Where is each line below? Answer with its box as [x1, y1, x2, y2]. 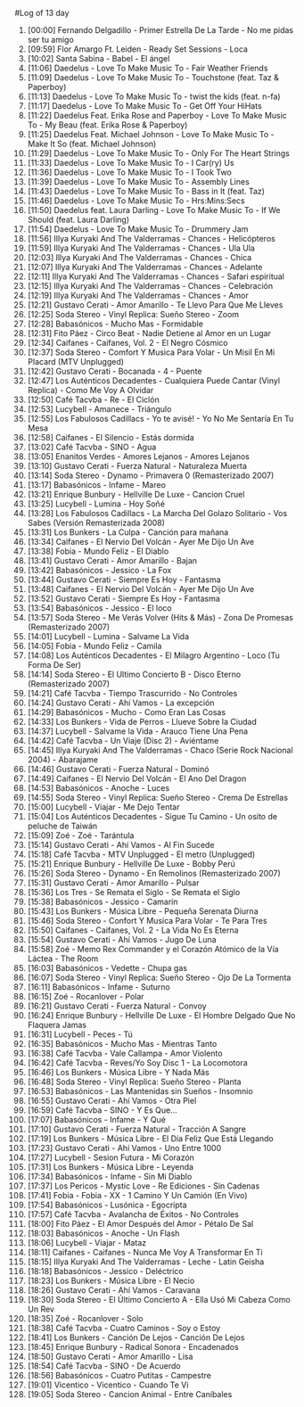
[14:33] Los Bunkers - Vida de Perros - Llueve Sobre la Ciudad [27, 717, 257, 727]
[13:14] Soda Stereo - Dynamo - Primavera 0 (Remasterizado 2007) [27, 470, 275, 481]
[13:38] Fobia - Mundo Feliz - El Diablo [27, 546, 169, 556]
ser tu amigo [27, 35, 74, 45]
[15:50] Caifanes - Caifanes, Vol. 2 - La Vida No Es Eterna [27, 925, 239, 935]
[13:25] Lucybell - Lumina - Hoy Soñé [27, 498, 166, 509]
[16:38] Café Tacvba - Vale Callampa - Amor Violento [27, 1048, 223, 1058]
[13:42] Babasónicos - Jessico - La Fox [27, 565, 172, 575]
